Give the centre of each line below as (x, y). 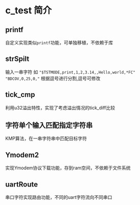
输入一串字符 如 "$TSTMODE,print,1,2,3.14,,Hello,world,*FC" (70, 72)
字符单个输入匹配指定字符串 (49, 126)
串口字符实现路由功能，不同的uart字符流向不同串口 (59, 197)
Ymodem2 (22, 155)
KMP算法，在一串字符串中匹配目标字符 (46, 139)
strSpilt (17, 59)
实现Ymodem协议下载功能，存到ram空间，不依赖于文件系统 (68, 168)
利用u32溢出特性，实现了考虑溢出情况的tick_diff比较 (60, 107)
